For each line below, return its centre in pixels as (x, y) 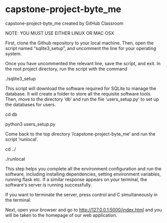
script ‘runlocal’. (22, 139)
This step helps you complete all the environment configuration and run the (83, 168)
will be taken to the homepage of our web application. (61, 215)
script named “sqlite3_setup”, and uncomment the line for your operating (81, 48)
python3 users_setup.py (30, 124)
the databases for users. (31, 104)
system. (13, 54)
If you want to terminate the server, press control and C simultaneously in (81, 194)
